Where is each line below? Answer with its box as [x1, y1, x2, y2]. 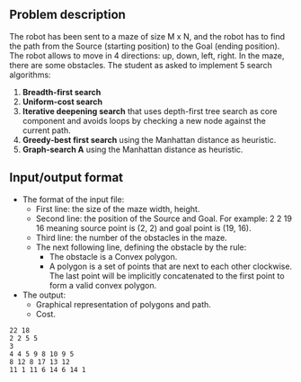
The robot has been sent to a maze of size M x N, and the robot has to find [9, 31, 286, 41]
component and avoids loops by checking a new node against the [22, 115, 267, 126]
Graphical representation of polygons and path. [35, 298, 211, 309]
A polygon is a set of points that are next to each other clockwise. [49, 261, 293, 271]
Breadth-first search [22, 86, 102, 97]
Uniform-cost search [22, 96, 103, 107]
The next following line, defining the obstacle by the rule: [35, 242, 247, 253]
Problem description [9, 7, 126, 22]
